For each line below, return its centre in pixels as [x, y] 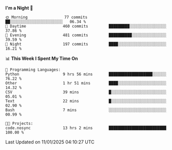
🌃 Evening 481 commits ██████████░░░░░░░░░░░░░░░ [86, 35]
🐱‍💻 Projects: [19, 123]
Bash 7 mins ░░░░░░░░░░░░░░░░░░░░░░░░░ [86, 110]
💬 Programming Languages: [33, 70]
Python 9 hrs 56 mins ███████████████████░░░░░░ [86, 74]
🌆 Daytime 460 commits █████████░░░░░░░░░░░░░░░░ [86, 26]
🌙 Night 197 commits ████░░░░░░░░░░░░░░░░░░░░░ [86, 44]
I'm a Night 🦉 [19, 8]
